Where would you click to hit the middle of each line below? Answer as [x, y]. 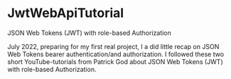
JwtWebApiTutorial [66, 13]
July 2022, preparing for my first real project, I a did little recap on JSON [113, 46]
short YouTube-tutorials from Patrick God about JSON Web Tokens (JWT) [116, 61]
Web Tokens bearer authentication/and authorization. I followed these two [116, 54]
